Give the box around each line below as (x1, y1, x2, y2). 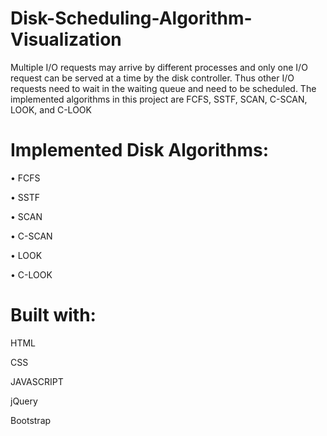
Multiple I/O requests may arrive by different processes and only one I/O (10, 61, 308, 73)
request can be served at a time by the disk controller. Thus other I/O (10, 72, 295, 84)
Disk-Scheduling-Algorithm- (10, 7, 253, 30)
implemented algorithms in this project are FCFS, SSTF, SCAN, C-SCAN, (10, 93, 308, 105)
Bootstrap (10, 414, 52, 426)
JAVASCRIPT (10, 375, 64, 387)
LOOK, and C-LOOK (10, 103, 92, 116)
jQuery (10, 395, 38, 407)
